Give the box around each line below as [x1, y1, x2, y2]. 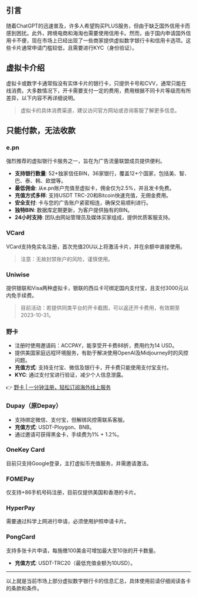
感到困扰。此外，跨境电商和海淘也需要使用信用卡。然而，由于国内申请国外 [6, 29, 186, 36]
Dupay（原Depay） [6, 402, 62, 410]
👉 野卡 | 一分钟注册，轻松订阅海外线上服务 [6, 384, 111, 391]
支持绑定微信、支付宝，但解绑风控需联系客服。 [14, 416, 128, 423]
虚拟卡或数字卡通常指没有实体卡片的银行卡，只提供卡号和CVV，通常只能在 [6, 80, 186, 87]
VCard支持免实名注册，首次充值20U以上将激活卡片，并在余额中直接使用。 [6, 243, 186, 250]
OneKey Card [6, 446, 45, 454]
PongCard [6, 533, 36, 541]
